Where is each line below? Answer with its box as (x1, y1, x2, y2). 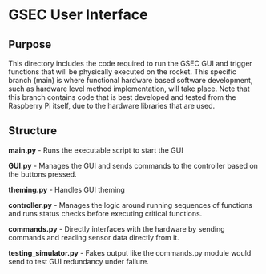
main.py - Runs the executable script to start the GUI (8, 145, 183, 155)
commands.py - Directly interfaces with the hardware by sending (8, 224, 226, 233)
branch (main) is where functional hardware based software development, (8, 76, 253, 85)
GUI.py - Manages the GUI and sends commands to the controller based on (8, 161, 259, 170)
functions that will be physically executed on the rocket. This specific (8, 67, 237, 77)
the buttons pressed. (8, 169, 78, 179)
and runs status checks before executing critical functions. (8, 208, 203, 218)
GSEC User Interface (8, 6, 148, 24)
